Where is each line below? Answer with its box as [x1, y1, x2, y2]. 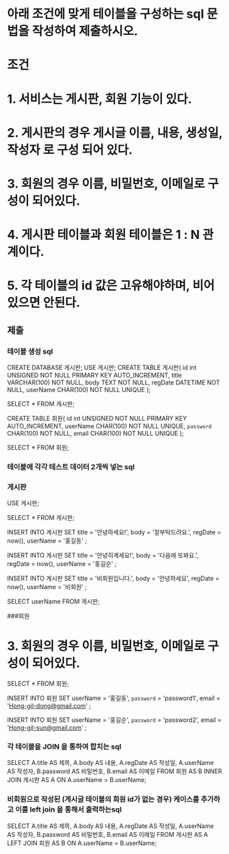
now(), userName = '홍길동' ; [7, 536, 87, 545]
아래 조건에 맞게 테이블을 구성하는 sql [7, 6, 204, 22]
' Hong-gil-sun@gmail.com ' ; [7, 723, 87, 732]
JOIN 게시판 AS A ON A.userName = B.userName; [7, 776, 147, 784]
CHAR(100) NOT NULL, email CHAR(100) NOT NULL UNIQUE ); [7, 429, 185, 437]
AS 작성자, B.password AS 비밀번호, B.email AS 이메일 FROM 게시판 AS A [7, 830, 208, 838]
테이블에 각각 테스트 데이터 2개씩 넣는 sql [7, 462, 135, 471]
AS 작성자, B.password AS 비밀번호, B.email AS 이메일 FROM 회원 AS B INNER [7, 767, 222, 775]
